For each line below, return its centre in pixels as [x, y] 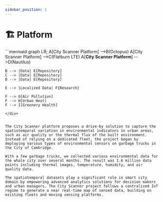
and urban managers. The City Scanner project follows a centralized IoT [82, 186]
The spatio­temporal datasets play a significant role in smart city [76, 178]
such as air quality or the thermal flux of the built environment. [76, 135]
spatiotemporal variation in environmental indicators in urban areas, [79, 131]
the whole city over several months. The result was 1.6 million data [78, 161]
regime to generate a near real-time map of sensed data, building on [78, 190]
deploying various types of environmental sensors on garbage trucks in [81, 143]
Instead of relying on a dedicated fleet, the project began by [72, 139]
